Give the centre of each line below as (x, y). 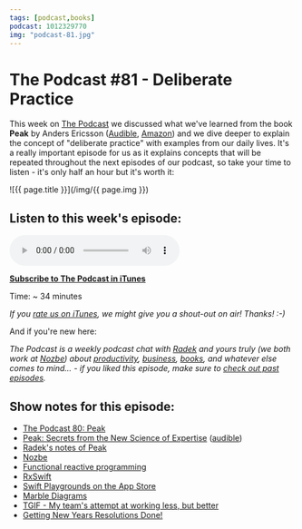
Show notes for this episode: (92, 406)
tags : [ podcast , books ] (52, 18)
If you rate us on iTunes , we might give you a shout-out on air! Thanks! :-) (147, 314)
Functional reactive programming (84, 466)
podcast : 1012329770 (49, 26)
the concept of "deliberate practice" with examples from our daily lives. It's (150, 143)
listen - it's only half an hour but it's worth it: (92, 172)
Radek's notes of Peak (64, 447)
